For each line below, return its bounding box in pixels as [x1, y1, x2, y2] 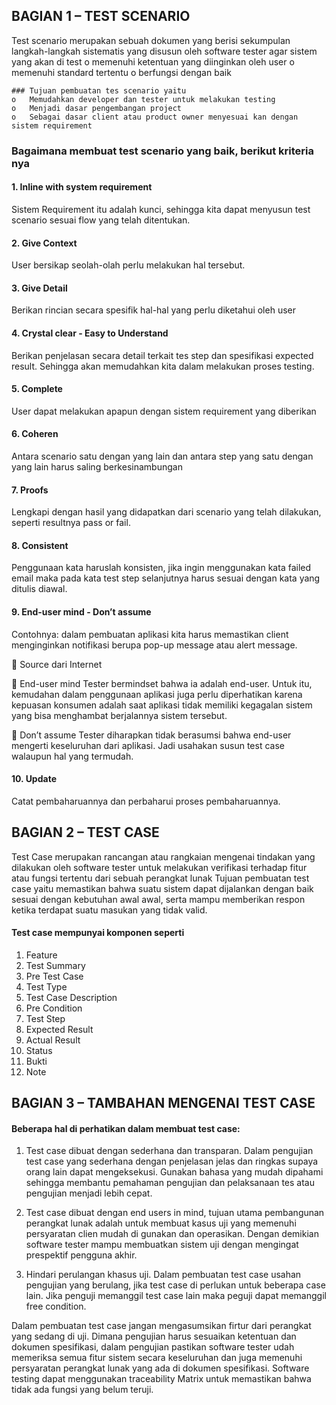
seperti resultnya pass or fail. [11, 517, 131, 529]
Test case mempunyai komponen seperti [11, 927, 185, 939]
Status [25, 1044, 53, 1056]
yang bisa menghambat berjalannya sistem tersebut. [11, 709, 228, 721]
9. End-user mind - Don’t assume [11, 605, 152, 618]
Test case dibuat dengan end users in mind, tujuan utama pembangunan [25, 1207, 325, 1219]
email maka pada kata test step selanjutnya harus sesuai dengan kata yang [11, 572, 321, 584]
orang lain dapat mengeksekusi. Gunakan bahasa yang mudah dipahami [25, 1166, 324, 1178]
